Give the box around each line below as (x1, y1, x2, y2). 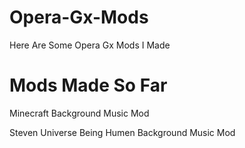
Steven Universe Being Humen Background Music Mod (9, 126, 236, 138)
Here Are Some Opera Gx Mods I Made (9, 39, 171, 51)
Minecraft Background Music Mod (9, 107, 150, 119)
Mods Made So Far (9, 74, 168, 97)
